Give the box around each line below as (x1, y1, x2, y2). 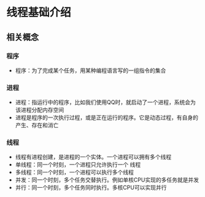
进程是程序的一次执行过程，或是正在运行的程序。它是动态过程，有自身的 (15, 114, 198, 121)
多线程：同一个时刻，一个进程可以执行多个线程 (15, 169, 134, 176)
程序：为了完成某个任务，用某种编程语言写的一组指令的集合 (15, 67, 166, 74)
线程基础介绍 (6, 6, 72, 20)
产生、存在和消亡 (15, 122, 59, 129)
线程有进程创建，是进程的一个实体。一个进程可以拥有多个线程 (15, 154, 172, 161)
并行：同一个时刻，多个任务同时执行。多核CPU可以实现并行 (15, 184, 167, 191)
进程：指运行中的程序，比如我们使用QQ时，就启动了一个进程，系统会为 (15, 98, 196, 106)
